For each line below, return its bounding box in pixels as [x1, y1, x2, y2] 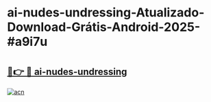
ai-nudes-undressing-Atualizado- [7, 5, 205, 21]
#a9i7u [7, 34, 48, 49]
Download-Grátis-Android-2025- [7, 19, 201, 35]
